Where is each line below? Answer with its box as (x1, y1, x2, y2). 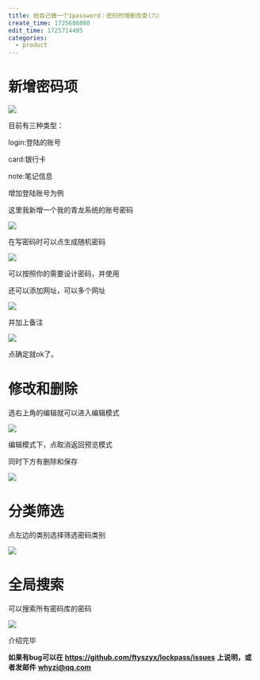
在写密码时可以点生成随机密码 (8, 237, 105, 247)
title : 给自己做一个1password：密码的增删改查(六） (8, 11, 163, 20)
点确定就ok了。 (8, 349, 59, 359)
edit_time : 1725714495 (8, 26, 83, 34)
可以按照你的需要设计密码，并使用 (8, 269, 120, 278)
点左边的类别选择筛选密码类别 (8, 530, 105, 539)
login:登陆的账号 (8, 138, 62, 147)
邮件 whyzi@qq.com (21, 662, 91, 672)
